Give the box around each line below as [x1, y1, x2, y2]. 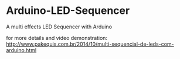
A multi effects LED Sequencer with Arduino [6, 23, 113, 30]
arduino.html [6, 46, 37, 53]
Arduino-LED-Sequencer [6, 4, 130, 17]
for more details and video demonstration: [6, 34, 107, 41]
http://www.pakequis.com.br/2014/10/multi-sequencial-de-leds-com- [6, 40, 174, 47]
